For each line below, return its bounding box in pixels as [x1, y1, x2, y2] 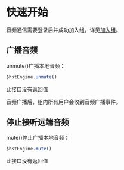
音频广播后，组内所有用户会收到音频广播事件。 [6, 98, 121, 105]
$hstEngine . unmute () [6, 74, 58, 80]
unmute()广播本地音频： [6, 62, 66, 69]
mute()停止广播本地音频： [6, 134, 70, 141]
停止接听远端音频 [6, 117, 69, 128]
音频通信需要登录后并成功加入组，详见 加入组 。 [6, 26, 121, 33]
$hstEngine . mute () [6, 146, 52, 152]
